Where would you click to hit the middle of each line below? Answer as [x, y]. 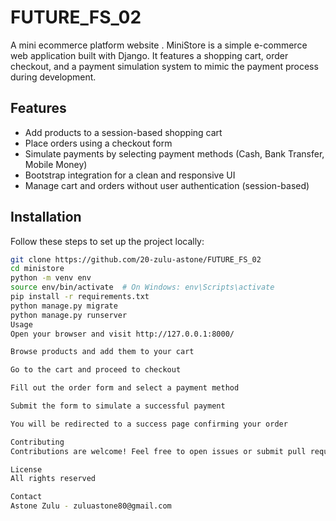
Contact [26, 497]
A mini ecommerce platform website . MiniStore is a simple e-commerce [159, 45]
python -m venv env [51, 278]
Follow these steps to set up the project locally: [107, 241]
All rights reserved [53, 479]
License [26, 469]
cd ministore [37, 269]
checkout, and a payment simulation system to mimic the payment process [164, 66]
